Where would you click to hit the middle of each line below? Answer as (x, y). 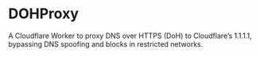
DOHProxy (44, 14)
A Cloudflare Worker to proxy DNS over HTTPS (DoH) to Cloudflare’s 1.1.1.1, (130, 36)
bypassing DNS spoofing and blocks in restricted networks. (106, 44)
